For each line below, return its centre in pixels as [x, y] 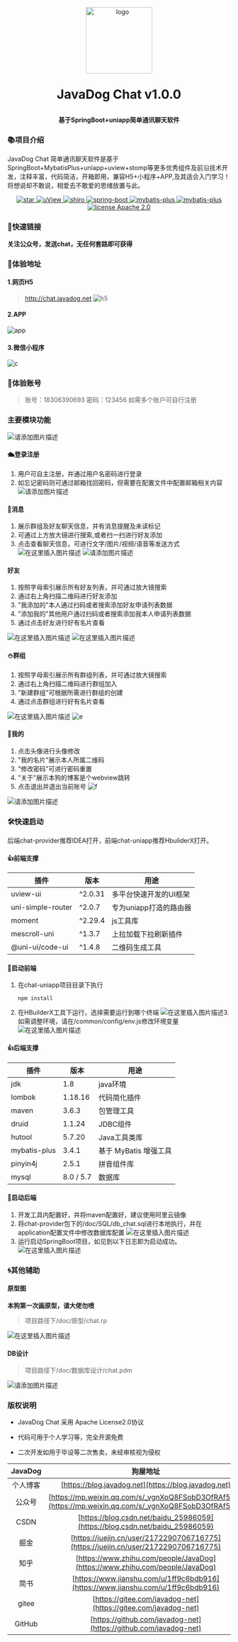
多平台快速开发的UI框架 [151, 894]
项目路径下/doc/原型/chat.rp [66, 1320]
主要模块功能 [29, 420]
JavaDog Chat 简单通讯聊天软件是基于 [63, 159]
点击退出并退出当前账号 [52, 786]
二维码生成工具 [136, 947]
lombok [23, 1097]
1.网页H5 [20, 282]
